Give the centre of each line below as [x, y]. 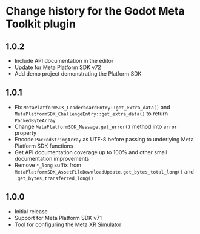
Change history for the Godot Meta [95, 11]
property [25, 133]
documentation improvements [52, 158]
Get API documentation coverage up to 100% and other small [91, 152]
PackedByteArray [35, 120]
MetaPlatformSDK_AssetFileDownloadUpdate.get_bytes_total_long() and [104, 171]
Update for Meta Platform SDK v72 [58, 67]
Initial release [31, 211]
